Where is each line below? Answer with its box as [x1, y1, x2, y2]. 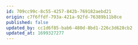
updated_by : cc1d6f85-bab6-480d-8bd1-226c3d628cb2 [6, 25, 133, 31]
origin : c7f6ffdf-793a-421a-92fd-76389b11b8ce [6, 14, 122, 20]
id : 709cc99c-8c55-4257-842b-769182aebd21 [6, 8, 112, 15]
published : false [6, 19, 49, 25]
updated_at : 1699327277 [6, 30, 65, 36]
